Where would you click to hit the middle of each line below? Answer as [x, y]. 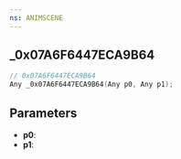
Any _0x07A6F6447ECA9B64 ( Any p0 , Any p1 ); [91, 85]
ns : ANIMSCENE [37, 18]
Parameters [43, 113]
